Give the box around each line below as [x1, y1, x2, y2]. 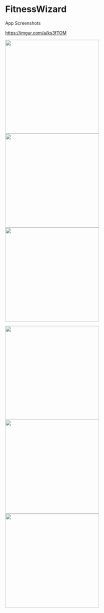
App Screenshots [5, 20, 41, 26]
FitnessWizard [5, 4, 67, 15]
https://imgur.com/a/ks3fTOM [5, 30, 66, 36]
